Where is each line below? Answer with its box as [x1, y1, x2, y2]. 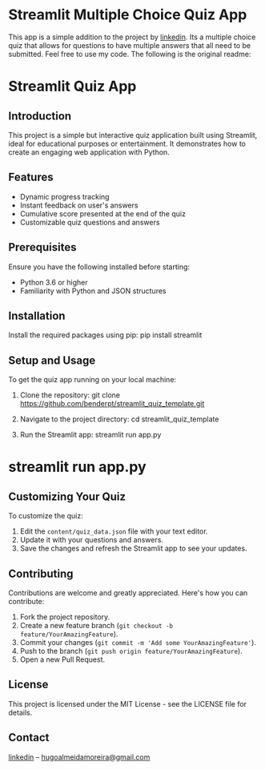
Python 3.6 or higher [19, 277, 88, 287]
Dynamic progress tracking [19, 191, 110, 201]
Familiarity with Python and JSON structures [19, 286, 167, 296]
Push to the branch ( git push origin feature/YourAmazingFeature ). [19, 647, 243, 655]
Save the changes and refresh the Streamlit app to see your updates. [19, 543, 247, 554]
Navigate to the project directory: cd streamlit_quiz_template [19, 414, 219, 424]
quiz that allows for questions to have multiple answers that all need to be [8, 40, 251, 50]
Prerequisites [8, 240, 77, 254]
